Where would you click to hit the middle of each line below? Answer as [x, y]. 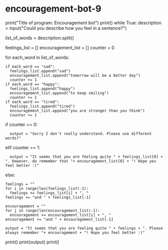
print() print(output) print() [32, 242]
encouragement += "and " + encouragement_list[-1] [59, 219]
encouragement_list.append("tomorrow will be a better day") [75, 75]
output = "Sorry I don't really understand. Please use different [81, 134]
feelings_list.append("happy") [43, 89]
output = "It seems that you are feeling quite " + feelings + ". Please [84, 228]
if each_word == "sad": [30, 67]
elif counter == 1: [23, 147]
